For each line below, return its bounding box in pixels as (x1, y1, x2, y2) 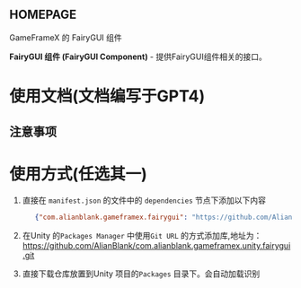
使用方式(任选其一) (9, 163, 148, 184)
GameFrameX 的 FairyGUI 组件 (9, 31, 123, 43)
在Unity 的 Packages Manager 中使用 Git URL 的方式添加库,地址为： (22, 231, 262, 241)
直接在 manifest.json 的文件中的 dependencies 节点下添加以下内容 (22, 195, 267, 205)
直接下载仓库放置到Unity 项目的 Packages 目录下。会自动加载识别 (22, 268, 261, 279)
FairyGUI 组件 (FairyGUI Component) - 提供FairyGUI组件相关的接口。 (9, 51, 267, 62)
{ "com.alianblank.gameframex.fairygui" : (34, 213, 189, 223)
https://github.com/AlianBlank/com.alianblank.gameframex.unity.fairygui (22, 240, 291, 251)
